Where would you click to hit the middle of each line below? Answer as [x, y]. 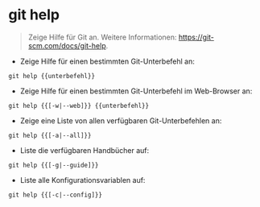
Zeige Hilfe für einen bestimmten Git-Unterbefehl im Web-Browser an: [136, 91]
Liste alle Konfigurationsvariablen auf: [83, 180]
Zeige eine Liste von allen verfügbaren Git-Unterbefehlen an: [121, 120]
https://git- [196, 37]
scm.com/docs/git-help [67, 45]
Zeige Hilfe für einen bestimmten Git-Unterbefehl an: [107, 61]
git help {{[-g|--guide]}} [54, 165]
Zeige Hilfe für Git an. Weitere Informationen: [102, 37]
